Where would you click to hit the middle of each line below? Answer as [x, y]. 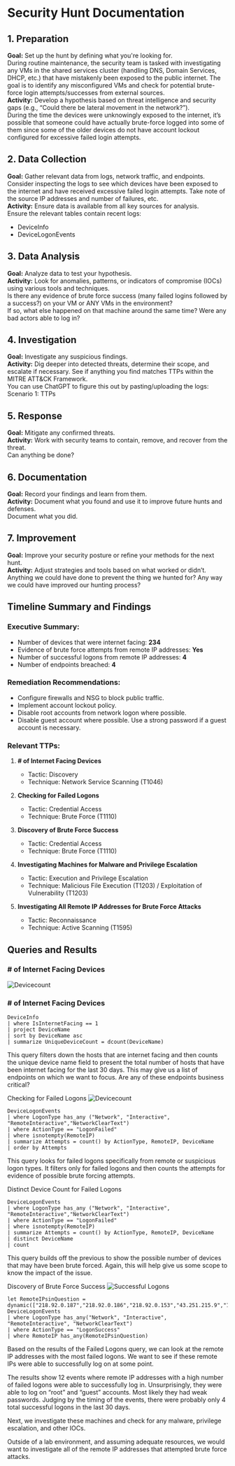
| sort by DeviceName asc [45, 1036]
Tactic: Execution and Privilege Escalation [88, 878]
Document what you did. [43, 517]
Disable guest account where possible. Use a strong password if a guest [122, 720]
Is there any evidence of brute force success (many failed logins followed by [117, 295]
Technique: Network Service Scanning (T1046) [95, 782]
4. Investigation [42, 340]
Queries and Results [52, 950]
